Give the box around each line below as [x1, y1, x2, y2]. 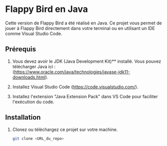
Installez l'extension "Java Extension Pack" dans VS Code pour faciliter [12, 93, 158, 99]
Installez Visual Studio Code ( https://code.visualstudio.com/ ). [12, 84, 139, 90]
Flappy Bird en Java [5, 3, 88, 15]
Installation [5, 113, 41, 122]
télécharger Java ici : [12, 63, 56, 69]
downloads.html [12, 74, 46, 80]
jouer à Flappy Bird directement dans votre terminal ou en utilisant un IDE [5, 25, 156, 31]
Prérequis [5, 45, 36, 53]
